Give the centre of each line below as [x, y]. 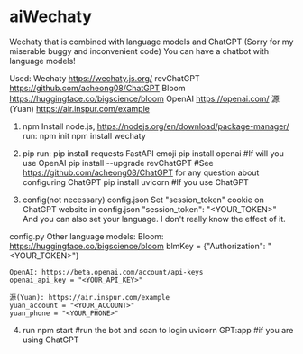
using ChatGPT [50, 340]
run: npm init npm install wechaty [84, 135]
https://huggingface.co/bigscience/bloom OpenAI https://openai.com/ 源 [144, 98]
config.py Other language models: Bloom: [87, 236]
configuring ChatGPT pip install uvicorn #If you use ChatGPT [136, 182]
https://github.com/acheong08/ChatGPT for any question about [141, 172]
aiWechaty [51, 17]
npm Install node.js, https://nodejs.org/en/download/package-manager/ [156, 126]
